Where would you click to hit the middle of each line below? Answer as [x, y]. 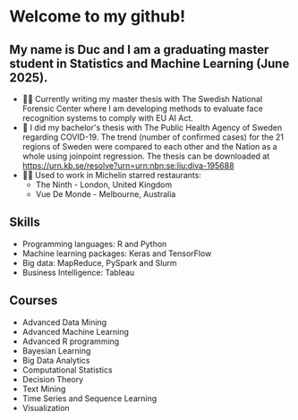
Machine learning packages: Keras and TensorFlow [117, 253]
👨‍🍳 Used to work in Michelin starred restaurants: [111, 175]
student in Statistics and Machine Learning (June [149, 63]
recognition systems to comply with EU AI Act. [108, 118]
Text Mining [44, 389]
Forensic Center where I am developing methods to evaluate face [143, 108]
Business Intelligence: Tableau [78, 272]
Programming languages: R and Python [94, 244]
